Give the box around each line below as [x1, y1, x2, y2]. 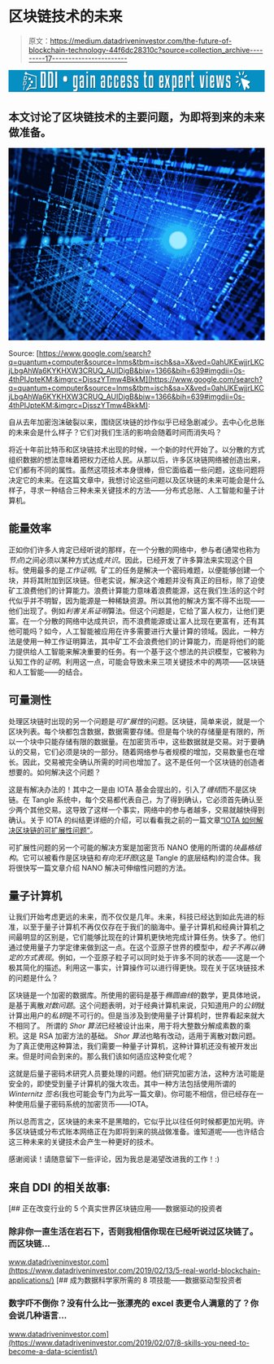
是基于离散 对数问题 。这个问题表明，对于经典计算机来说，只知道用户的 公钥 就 [8, 1001, 265, 1011]
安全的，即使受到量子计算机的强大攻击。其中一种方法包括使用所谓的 [8, 1079, 237, 1089]
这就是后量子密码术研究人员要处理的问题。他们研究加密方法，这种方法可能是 [8, 1068, 265, 1079]
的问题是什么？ [8, 973, 59, 983]
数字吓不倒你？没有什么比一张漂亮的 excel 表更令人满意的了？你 [8, 1298, 259, 1309]
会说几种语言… [8, 1310, 67, 1322]
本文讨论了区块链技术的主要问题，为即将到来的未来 [8, 110, 265, 124]
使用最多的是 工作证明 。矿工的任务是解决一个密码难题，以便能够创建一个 [22, 565, 265, 575]
